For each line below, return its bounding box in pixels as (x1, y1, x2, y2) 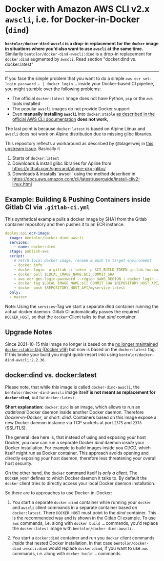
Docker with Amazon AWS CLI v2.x (5, 3, 150, 15)
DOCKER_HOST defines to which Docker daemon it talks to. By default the (5, 475, 147, 481)
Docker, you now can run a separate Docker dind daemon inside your (5, 439, 145, 445)
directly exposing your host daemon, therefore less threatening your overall (5, 455, 157, 461)
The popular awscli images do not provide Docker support (12, 105, 130, 111)
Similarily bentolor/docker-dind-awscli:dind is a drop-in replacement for (5, 51, 152, 57)
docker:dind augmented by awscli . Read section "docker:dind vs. (5, 56, 137, 62)
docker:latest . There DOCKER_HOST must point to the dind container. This (12, 510, 157, 515)
